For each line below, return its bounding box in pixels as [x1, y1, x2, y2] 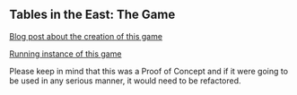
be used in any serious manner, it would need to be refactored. [9, 75, 241, 86]
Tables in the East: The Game [9, 7, 176, 22]
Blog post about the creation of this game [9, 30, 163, 41]
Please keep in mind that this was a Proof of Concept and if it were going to [9, 65, 289, 76]
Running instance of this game [9, 48, 122, 59]
